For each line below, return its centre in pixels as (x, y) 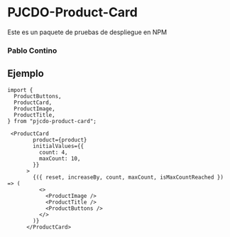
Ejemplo (26, 74)
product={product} (60, 139)
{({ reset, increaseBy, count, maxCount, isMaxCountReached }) (128, 177)
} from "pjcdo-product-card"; (52, 121)
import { (20, 90)
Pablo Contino (32, 51)
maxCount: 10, (60, 158)
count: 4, (54, 152)
